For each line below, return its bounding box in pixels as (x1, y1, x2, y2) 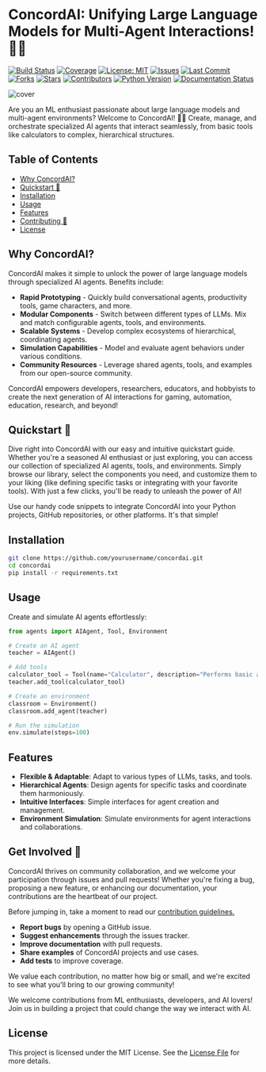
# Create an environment (8, 692, 90, 700)
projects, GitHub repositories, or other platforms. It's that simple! (8, 510, 219, 520)
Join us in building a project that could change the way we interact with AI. (8, 1003, 252, 1013)
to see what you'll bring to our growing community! (8, 979, 175, 989)
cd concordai (8, 561, 51, 570)
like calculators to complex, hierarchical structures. (8, 129, 175, 140)
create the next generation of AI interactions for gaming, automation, (8, 392, 232, 401)
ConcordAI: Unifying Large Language (8, 6, 259, 24)
